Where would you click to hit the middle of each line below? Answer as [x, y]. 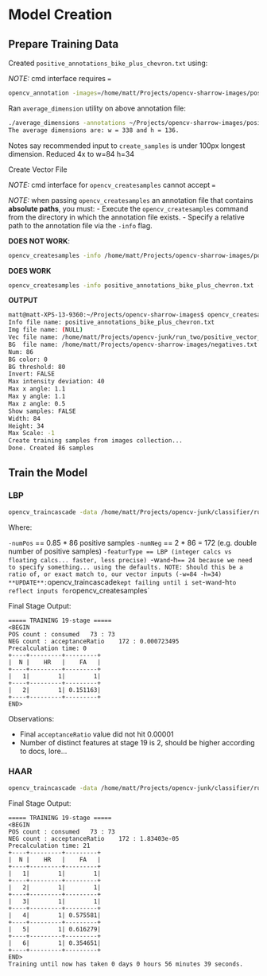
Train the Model [48, 473]
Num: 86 [21, 352]
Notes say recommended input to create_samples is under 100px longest [127, 146]
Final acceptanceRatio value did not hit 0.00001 [97, 734]
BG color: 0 [28, 360]
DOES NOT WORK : [39, 241]
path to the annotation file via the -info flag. [80, 225]
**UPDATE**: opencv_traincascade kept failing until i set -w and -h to [122, 581]
